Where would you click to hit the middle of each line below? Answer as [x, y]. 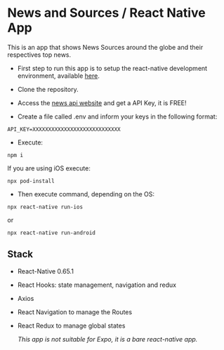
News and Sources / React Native [106, 13]
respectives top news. [39, 55]
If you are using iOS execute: [49, 168]
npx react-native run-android [52, 233]
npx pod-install [31, 181]
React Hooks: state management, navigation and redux [97, 285]
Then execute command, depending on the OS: [86, 194]
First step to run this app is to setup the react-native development [112, 68]
